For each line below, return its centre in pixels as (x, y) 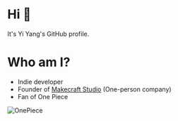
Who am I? (39, 62)
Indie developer (40, 82)
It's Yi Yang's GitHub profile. (48, 34)
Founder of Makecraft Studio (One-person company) (94, 89)
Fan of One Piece (43, 96)
